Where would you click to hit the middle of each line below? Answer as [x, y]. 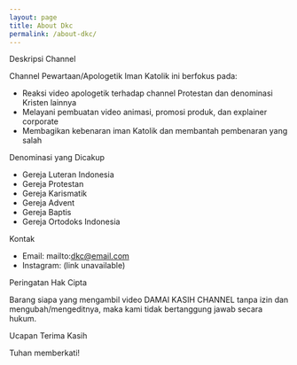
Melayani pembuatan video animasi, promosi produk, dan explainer [145, 113]
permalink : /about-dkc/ [53, 34]
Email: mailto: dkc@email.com [76, 256]
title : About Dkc [41, 26]
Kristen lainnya [49, 103]
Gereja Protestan [53, 184]
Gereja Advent [48, 203]
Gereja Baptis [47, 213]
